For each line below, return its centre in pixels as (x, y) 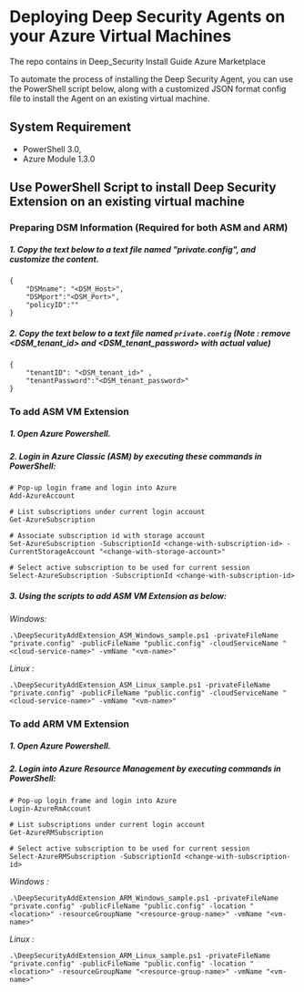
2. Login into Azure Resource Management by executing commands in (146, 769)
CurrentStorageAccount (52, 552)
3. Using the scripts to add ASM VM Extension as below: (118, 595)
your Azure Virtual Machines (121, 36)
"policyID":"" (52, 305)
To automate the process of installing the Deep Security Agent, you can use (152, 78)
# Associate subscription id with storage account (107, 536)
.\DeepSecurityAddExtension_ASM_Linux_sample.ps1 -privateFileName (140, 686)
